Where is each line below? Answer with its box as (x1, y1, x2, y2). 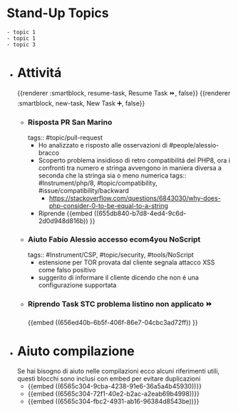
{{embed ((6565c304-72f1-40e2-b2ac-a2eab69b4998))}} (27, 389, 200, 398)
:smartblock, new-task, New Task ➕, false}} (16, 98, 145, 108)
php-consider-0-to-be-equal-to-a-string (48, 202, 169, 210)
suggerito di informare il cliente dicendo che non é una (38, 273, 199, 282)
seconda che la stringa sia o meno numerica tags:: (38, 171, 187, 180)
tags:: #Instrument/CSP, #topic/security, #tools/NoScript (27, 251, 194, 259)
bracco (38, 148, 60, 158)
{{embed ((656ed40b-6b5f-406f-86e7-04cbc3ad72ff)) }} (27, 318, 198, 326)
